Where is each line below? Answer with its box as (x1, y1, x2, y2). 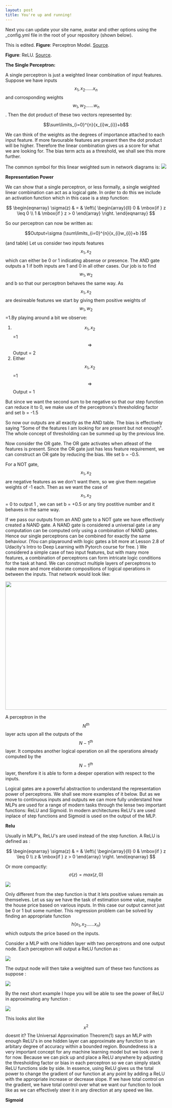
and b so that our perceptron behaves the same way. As (5, 280, 124, 286)
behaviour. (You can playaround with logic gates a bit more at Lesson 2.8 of (5, 538, 165, 544)
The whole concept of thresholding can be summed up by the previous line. (5, 430, 165, 437)
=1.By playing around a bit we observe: (5, 314, 88, 321)
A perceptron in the (5, 714, 46, 720)
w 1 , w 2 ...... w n (72, 102, 100, 110)
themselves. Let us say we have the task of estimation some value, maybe (5, 897, 162, 903)
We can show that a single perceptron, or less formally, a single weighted (5, 184, 160, 190)
